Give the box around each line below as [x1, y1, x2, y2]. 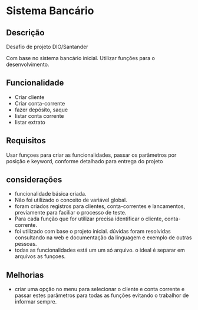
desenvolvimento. [6, 61, 49, 68]
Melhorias [6, 270, 44, 280]
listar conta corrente [14, 112, 64, 119]
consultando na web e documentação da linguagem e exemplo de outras [14, 234, 192, 241]
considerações [6, 175, 62, 185]
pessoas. [14, 240, 37, 248]
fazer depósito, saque [14, 106, 68, 113]
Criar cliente [14, 93, 45, 101]
